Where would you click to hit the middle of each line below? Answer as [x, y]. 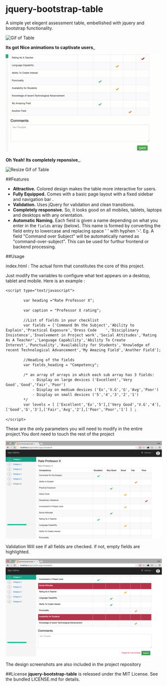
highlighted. [18, 552]
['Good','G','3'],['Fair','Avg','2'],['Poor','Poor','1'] [67, 409]
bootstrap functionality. [29, 28]
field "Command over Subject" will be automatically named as [76, 236]
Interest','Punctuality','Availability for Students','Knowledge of [78, 345]
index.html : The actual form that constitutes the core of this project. [75, 266]
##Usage [15, 256]
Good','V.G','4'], [142, 405]
